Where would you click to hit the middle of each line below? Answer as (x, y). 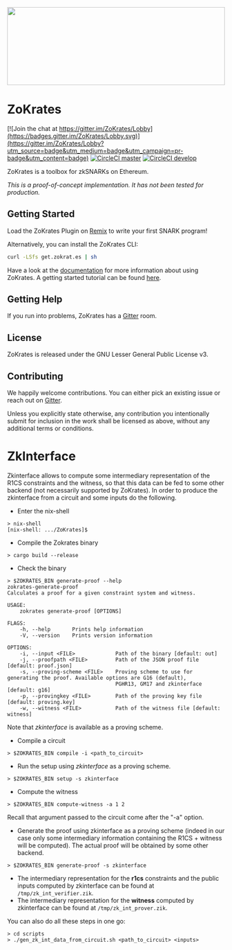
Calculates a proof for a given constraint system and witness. (101, 593)
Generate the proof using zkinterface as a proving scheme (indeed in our (121, 830)
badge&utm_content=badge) (48, 158)
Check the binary (42, 568)
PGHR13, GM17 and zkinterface (158, 684)
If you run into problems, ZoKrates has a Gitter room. (82, 316)
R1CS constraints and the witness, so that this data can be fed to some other (116, 483)
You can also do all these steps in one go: (66, 921)
